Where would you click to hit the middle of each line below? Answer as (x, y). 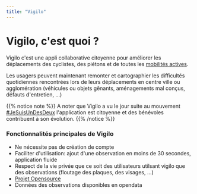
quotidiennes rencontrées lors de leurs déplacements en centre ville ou (93, 82)
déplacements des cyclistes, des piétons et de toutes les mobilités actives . (97, 64)
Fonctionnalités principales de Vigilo (60, 134)
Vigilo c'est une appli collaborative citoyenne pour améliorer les (84, 58)
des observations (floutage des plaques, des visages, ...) (84, 172)
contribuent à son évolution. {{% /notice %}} (61, 118)
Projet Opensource (38, 179)
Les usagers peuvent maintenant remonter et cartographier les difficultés (96, 76)
